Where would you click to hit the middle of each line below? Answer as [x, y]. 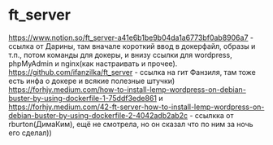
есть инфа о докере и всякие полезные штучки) [92, 81]
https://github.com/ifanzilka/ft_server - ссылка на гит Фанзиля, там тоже [132, 72]
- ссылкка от [212, 115]
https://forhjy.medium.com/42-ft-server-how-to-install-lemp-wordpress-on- [136, 107]
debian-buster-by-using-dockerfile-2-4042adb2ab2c [98, 115]
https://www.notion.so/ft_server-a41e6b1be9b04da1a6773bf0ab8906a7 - [131, 37]
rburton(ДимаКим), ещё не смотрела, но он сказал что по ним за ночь [131, 124]
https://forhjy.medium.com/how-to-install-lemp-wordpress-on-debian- [127, 89]
